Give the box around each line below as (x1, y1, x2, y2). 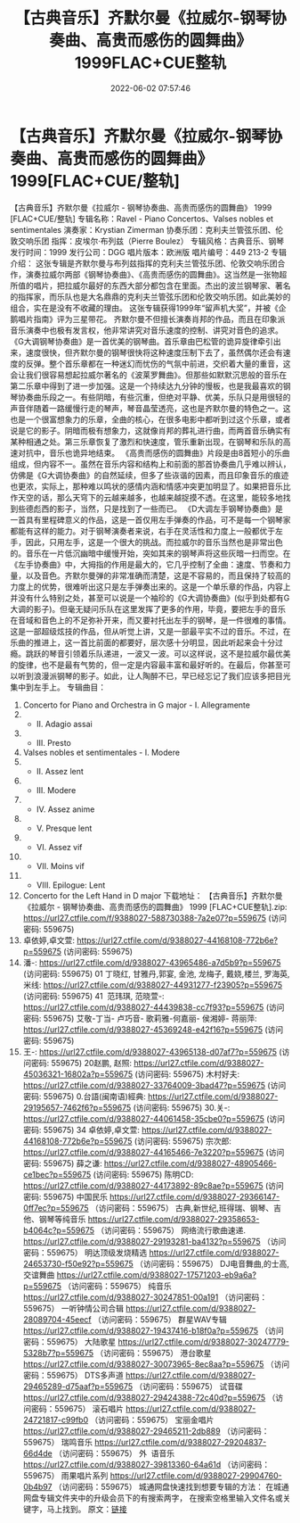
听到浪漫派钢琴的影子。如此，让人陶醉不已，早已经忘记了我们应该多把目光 (17, 670, 291, 681)
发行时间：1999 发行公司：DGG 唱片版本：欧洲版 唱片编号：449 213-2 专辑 (10, 246, 288, 257)
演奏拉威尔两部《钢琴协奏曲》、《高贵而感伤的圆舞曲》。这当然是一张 (25, 269, 272, 279)
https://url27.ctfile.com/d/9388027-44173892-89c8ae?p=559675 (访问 (22, 1179, 284, 1191)
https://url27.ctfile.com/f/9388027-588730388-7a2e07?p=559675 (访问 (22, 912, 288, 923)
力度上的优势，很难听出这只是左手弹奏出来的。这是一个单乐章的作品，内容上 (10, 581, 291, 592)
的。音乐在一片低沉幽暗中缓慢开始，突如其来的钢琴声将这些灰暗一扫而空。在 (10, 548, 291, 559)
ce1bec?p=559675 (22, 1169, 92, 1179)
